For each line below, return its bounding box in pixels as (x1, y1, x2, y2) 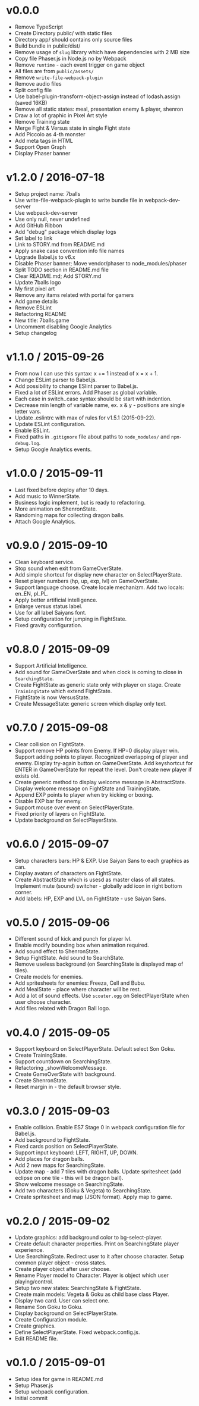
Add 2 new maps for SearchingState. (14, 1161, 105, 1169)
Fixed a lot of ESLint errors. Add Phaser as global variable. (14, 389, 157, 396)
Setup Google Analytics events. (14, 446, 92, 453)
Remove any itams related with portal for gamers (14, 291, 134, 298)
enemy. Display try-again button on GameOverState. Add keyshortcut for (14, 759, 193, 766)
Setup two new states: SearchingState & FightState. (14, 1285, 141, 1292)
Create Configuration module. (14, 1316, 88, 1323)
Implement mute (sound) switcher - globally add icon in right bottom (14, 882, 182, 890)
